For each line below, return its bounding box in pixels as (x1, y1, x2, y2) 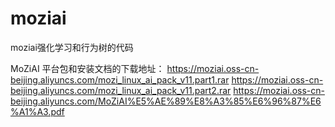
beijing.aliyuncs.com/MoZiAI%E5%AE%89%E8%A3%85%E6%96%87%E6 (10, 95, 322, 107)
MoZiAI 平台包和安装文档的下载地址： (10, 62, 165, 74)
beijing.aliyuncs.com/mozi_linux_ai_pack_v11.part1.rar (10, 73, 230, 86)
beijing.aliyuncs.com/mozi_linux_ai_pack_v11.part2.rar (10, 84, 232, 96)
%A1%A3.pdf (10, 105, 65, 117)
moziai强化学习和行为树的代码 (10, 41, 134, 53)
